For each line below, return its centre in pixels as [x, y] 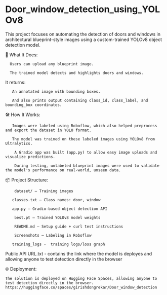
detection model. [23, 45]
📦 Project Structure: [27, 180]
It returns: [15, 82]
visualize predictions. [30, 157]
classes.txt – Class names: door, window [56, 200]
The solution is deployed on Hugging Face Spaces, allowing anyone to [81, 278]
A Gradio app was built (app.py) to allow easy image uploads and [86, 152]
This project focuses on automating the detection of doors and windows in [83, 34]
